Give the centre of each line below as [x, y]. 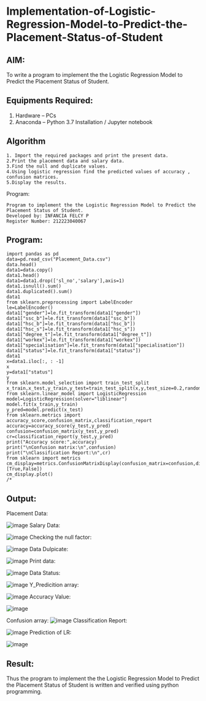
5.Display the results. [37, 182]
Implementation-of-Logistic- [81, 11]
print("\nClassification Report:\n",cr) [59, 453]
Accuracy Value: [50, 597]
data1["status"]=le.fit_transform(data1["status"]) [74, 351]
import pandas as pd [33, 254]
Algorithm [26, 142]
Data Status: [45, 573]
